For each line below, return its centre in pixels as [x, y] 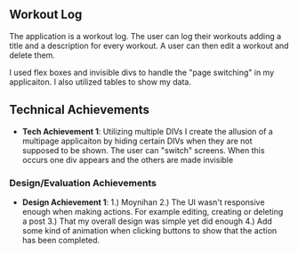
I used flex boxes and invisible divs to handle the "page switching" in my [142, 72]
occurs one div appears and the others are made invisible [128, 160]
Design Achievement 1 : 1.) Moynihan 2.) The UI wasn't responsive [143, 202]
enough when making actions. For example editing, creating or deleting [153, 211]
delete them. [32, 55]
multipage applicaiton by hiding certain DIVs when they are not [137, 141]
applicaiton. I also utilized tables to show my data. [100, 82]
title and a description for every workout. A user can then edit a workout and [149, 45]
